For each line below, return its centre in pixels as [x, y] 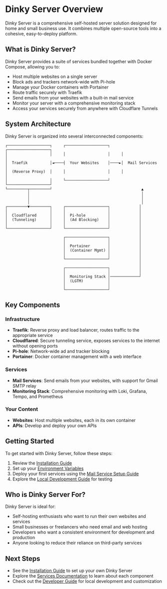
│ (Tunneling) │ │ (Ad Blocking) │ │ [73, 219]
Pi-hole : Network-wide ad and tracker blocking [61, 351]
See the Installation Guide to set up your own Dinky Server [72, 570]
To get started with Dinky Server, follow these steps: [59, 453]
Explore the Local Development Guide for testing [62, 479]
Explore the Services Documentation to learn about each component [83, 576]
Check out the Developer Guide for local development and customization [87, 581]
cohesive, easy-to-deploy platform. [41, 33]
